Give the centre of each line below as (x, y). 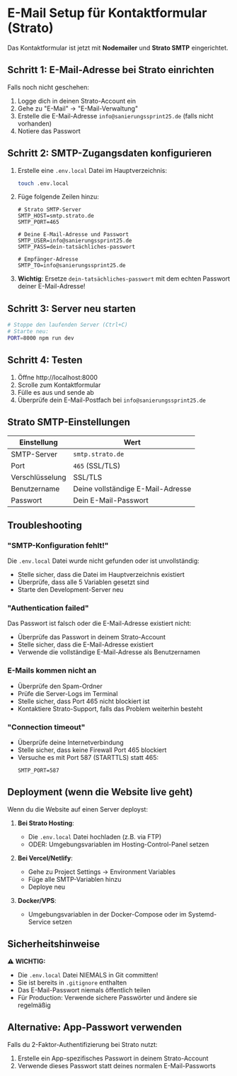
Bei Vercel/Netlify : (45, 858)
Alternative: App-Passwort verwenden (95, 1027)
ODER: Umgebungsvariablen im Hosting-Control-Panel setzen (118, 844)
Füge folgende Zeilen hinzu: (58, 197)
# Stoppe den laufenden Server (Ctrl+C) (68, 325)
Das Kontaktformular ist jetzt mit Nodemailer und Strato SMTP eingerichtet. (118, 47)
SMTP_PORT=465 (38, 222)
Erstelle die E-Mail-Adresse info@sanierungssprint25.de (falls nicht (115, 116)
